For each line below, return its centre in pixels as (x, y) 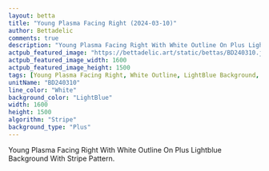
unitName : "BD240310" (44, 82)
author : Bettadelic (41, 30)
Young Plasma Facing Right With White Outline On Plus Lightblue (115, 149)
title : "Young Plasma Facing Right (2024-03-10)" (93, 23)
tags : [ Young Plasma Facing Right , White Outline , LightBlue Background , (134, 75)
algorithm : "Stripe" (43, 120)
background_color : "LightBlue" (60, 97)
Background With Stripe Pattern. (62, 158)
